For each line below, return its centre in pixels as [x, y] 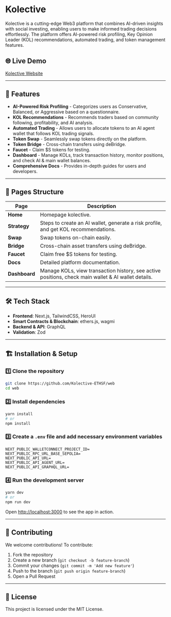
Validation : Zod [29, 332]
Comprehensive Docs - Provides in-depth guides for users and [79, 166]
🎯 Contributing [29, 533]
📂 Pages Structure [35, 192]
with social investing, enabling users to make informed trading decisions [81, 28]
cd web [12, 388]
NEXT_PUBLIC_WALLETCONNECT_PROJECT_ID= [48, 449]
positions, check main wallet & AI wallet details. [96, 277]
